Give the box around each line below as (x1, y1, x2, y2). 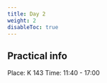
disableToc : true (7, 23, 59, 31)
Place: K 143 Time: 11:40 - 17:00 (7, 69, 101, 77)
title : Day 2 (7, 10, 46, 18)
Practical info (7, 50, 67, 62)
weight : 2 (7, 17, 37, 24)
